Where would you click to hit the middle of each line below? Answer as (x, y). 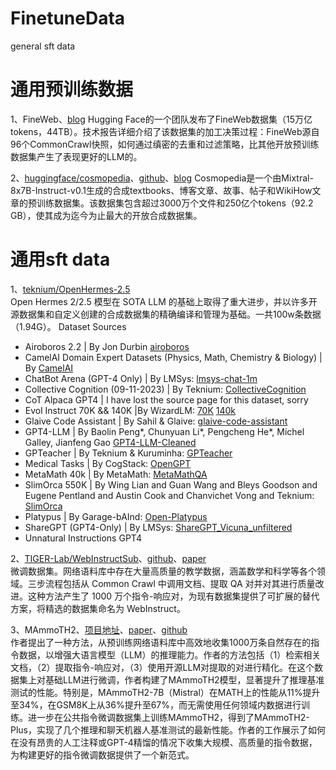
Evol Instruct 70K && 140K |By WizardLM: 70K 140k (130, 410)
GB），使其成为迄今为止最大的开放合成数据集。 (106, 215)
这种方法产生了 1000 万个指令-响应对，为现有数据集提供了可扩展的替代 (173, 596)
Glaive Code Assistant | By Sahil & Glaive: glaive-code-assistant (156, 421)
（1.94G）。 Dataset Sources (68, 326)
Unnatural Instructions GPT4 (83, 538)
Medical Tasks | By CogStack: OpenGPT (108, 463)
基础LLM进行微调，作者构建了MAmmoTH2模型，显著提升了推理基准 (184, 679)
